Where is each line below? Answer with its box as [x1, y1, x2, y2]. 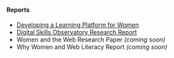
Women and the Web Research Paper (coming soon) [16, 35, 166, 44]
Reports [6, 6, 30, 14]
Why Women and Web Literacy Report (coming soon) [16, 43, 168, 51]
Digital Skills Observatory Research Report [16, 28, 138, 37]
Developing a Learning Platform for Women [16, 21, 139, 29]
